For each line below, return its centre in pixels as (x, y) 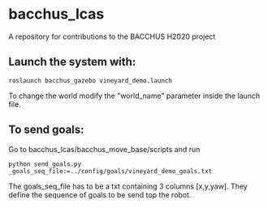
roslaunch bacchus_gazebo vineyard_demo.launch (91, 81)
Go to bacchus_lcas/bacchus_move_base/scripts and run (104, 149)
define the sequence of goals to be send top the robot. (100, 194)
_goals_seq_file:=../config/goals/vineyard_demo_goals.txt (110, 171)
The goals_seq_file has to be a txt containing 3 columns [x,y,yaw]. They (128, 186)
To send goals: (46, 130)
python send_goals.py (45, 164)
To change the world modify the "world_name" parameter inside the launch (134, 96)
